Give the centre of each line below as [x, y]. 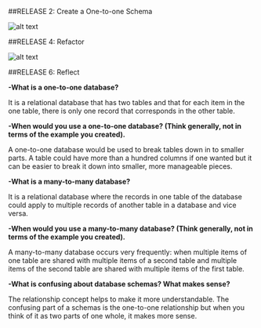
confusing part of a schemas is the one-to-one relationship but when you [127, 308]
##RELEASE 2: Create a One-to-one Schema [80, 11]
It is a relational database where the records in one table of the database [125, 197]
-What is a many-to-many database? [69, 181]
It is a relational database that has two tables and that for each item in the [127, 102]
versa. [18, 213]
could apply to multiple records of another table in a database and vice [122, 205]
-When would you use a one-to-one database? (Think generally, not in [125, 126]
